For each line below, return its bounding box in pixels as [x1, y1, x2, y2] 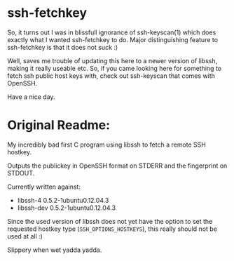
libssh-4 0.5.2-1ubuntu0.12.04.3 [17, 196, 109, 204]
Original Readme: [7, 117, 111, 133]
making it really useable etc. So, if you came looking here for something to [7, 64, 222, 72]
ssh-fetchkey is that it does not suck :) [7, 43, 118, 51]
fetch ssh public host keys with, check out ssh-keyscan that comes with [7, 72, 215, 80]
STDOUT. [7, 168, 35, 177]
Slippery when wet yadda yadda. [7, 246, 102, 254]
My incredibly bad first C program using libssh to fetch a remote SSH [7, 140, 207, 149]
